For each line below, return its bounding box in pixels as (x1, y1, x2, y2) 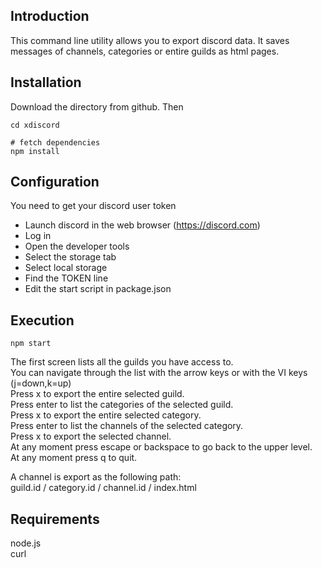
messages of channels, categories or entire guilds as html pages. (10, 45, 280, 57)
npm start (10, 339, 52, 349)
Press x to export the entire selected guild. (10, 388, 185, 400)
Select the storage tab (24, 251, 117, 263)
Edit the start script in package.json (24, 283, 172, 295)
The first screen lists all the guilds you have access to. (10, 356, 234, 368)
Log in (24, 230, 52, 242)
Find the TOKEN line (24, 272, 109, 284)
